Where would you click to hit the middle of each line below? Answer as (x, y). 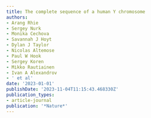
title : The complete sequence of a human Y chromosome (76, 12)
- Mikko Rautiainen (30, 67)
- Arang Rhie (22, 23)
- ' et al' (20, 78)
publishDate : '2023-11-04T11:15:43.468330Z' (62, 89)
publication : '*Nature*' (37, 106)
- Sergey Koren (25, 61)
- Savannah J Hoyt (29, 39)
